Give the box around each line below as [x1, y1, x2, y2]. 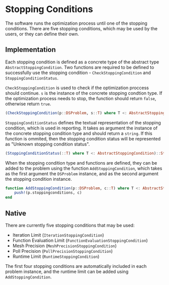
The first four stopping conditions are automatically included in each [5, 263, 147, 269]
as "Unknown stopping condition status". [5, 141, 90, 147]
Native [5, 209, 27, 218]
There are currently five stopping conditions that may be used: [5, 222, 135, 228]
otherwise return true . [5, 101, 51, 107]
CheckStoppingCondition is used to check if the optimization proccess [5, 85, 149, 91]
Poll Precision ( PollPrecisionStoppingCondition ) [12, 248, 113, 254]
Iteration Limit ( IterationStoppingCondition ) [12, 232, 104, 238]
